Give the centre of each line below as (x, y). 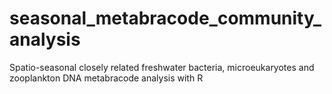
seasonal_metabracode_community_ (165, 18)
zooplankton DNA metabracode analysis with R (106, 78)
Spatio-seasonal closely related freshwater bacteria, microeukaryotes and (162, 67)
